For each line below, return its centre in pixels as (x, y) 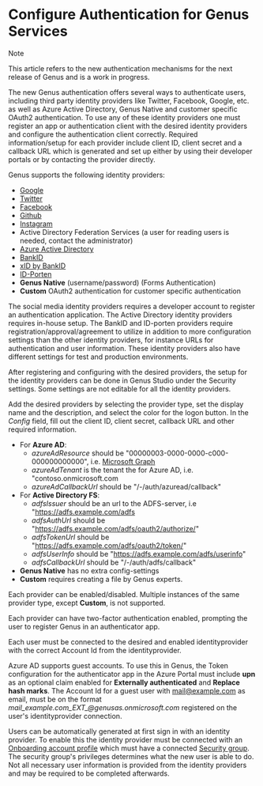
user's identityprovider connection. (65, 716)
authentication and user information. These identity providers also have (124, 348)
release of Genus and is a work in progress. (79, 77)
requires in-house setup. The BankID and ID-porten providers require (120, 323)
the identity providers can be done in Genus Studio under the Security (122, 380)
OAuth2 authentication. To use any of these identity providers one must (124, 117)
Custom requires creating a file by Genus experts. (101, 579)
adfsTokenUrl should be (70, 537)
